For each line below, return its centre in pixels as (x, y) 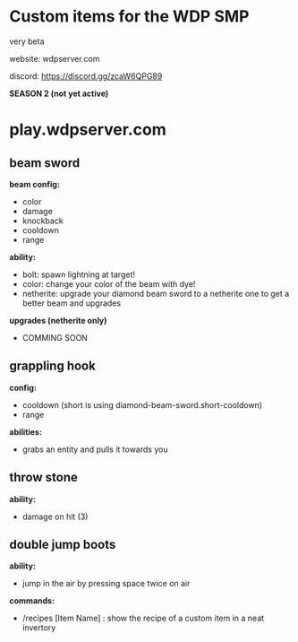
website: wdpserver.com (55, 58)
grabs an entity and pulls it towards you (95, 449)
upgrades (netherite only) (58, 320)
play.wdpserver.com (88, 130)
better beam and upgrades (72, 303)
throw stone (43, 477)
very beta (27, 41)
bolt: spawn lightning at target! (79, 274)
